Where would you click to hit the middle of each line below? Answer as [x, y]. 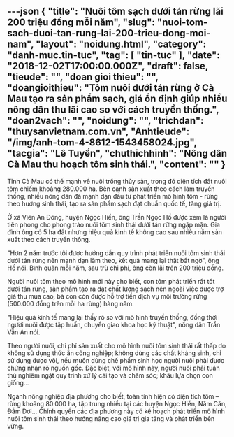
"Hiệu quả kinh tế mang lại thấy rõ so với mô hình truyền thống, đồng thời [112, 317]
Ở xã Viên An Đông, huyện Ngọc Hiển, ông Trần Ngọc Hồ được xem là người [117, 217]
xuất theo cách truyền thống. [49, 239]
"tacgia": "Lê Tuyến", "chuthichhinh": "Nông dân [117, 153]
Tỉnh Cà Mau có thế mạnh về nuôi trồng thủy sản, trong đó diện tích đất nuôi [117, 181]
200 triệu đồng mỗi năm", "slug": [81, 23]
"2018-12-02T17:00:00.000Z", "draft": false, [108, 66]
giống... [18, 382]
